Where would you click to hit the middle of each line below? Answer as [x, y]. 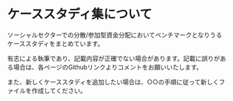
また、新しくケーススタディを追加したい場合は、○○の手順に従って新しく [113, 81]
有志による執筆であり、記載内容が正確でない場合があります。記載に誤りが [114, 58]
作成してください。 [59, 91]
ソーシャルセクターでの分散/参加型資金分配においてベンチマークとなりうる [115, 35]
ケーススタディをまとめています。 [55, 43]
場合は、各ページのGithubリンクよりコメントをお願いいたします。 [108, 67]
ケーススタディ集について [80, 14]
